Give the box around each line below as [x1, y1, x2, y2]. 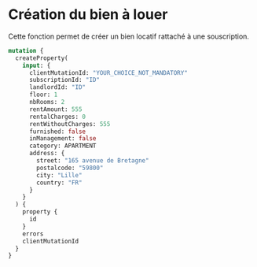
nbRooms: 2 [28, 98, 65, 106]
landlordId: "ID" [28, 83, 86, 91]
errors [22, 230, 44, 238]
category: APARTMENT [28, 142, 97, 150]
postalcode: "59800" [36, 164, 104, 172]
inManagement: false [28, 135, 97, 143]
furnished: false [28, 128, 86, 135]
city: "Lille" [36, 171, 83, 179]
